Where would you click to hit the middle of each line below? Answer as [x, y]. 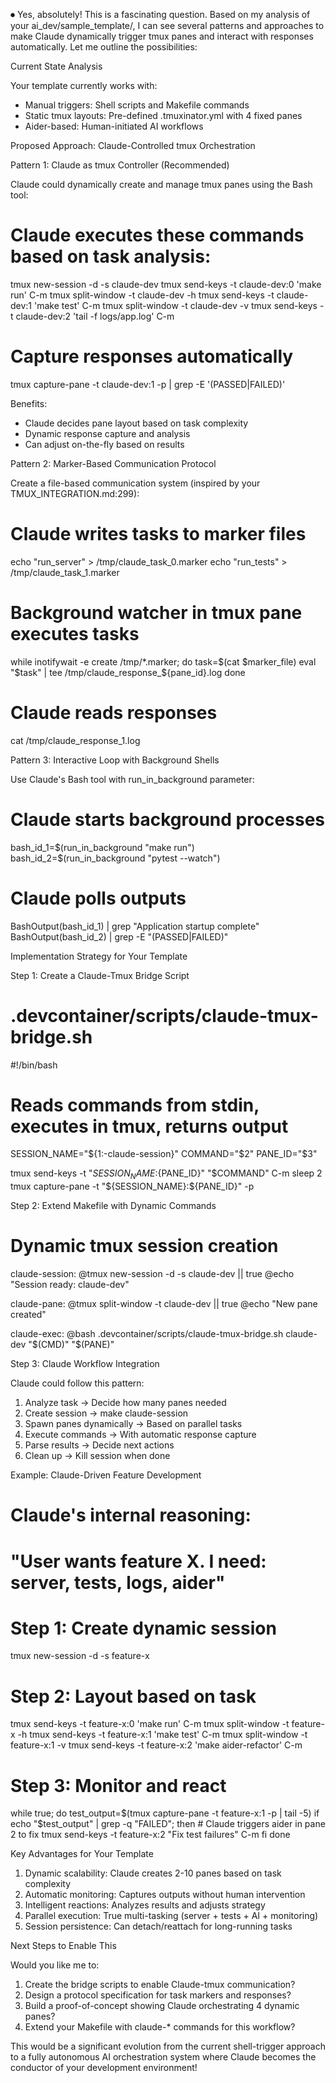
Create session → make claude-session [106, 1413]
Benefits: [29, 403]
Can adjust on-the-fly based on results [104, 444]
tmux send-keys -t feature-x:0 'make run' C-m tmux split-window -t [150, 1724]
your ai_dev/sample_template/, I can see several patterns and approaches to [167, 25]
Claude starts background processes [168, 819]
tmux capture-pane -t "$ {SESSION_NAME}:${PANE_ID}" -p [132, 1186]
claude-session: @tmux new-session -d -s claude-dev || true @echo [152, 1274]
